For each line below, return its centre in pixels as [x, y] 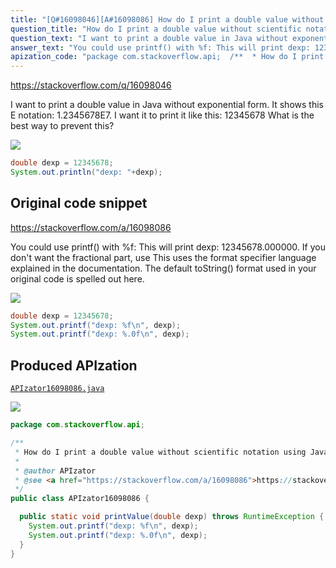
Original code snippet [79, 203]
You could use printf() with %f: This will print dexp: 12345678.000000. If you [168, 247]
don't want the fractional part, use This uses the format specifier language [163, 257]
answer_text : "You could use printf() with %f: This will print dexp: [160, 47]
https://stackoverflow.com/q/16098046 [91, 85]
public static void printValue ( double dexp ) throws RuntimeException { [172, 517]
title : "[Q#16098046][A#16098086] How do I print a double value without [167, 19]
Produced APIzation [74, 365]
